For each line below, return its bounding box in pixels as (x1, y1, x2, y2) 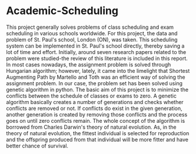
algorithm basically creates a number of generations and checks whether (6, 98, 184, 105)
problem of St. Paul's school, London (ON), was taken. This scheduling (6, 36, 178, 43)
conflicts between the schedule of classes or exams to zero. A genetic (6, 92, 177, 99)
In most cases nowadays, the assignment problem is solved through (6, 61, 171, 68)
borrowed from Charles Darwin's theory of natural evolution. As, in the (6, 123, 177, 130)
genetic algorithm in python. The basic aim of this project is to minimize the (6, 86, 189, 93)
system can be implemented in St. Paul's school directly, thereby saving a (6, 42, 185, 49)
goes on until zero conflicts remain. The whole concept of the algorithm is (6, 117, 185, 124)
